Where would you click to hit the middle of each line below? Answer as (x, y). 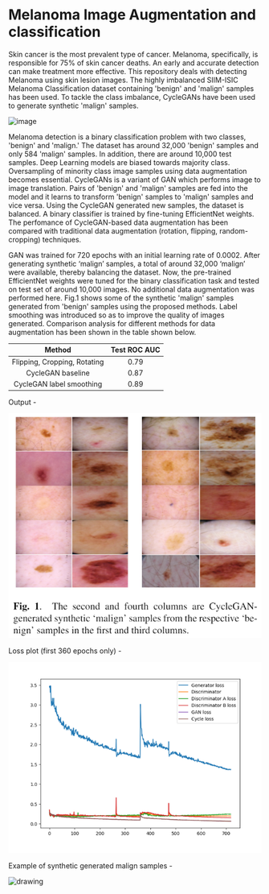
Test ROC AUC (136, 350)
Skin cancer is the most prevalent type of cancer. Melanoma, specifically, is (133, 54)
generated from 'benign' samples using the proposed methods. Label (123, 306)
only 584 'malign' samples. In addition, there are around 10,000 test (120, 154)
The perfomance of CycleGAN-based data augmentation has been (118, 222)
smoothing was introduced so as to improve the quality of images (116, 315)
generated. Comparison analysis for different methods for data (112, 323)
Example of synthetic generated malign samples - (90, 866)
